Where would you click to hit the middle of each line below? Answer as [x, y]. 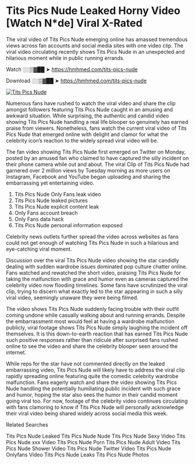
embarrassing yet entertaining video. [50, 183]
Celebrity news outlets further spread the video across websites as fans [92, 236]
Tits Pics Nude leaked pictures [51, 200]
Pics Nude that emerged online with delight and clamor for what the [87, 134]
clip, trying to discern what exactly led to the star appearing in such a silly [95, 291]
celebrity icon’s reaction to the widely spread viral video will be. [82, 140]
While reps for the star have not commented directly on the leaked [85, 363]
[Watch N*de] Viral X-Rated [74, 23]
